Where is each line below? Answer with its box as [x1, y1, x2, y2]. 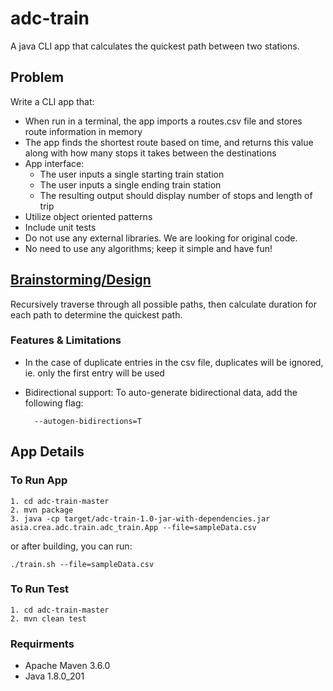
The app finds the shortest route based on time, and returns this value [24, 136, 314, 148]
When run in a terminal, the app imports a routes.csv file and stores [24, 115, 303, 127]
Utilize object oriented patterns [24, 210, 153, 222]
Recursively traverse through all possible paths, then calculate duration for [10, 298, 317, 310]
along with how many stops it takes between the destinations [24, 147, 277, 159]
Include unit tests [24, 221, 97, 233]
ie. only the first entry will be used [24, 367, 165, 379]
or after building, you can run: [10, 540, 133, 552]
